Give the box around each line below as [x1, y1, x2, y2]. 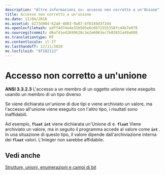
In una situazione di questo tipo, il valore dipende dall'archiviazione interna [5, 131, 157, 137]
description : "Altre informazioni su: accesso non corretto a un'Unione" [5, 7, 160, 12]
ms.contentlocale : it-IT [5, 40, 56, 44]
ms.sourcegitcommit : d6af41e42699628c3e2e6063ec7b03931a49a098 [5, 30, 138, 35]
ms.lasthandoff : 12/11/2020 [5, 44, 63, 49]
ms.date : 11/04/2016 [5, 16, 48, 21]
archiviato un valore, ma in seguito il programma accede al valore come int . [5, 127, 161, 132]
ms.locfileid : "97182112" [5, 48, 58, 53]
